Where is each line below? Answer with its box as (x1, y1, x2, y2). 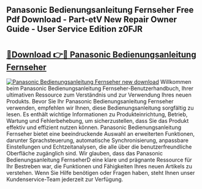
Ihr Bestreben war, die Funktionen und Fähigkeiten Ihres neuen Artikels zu (6, 163, 193, 170)
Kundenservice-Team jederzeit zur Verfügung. (6, 176, 124, 183)
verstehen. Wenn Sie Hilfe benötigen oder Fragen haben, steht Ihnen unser (6, 169, 195, 176)
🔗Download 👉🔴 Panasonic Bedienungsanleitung (6, 49, 196, 60)
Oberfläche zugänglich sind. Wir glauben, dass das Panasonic (6, 150, 163, 157)
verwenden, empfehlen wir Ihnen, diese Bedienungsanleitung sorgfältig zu (6, 104, 194, 111)
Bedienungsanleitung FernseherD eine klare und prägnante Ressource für (6, 156, 192, 163)
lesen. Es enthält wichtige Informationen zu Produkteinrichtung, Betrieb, (6, 111, 188, 118)
